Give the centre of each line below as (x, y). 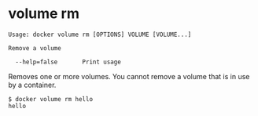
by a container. (32, 85)
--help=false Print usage (68, 62)
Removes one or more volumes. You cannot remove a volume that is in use (129, 76)
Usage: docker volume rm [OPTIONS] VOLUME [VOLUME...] (100, 34)
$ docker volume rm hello (50, 99)
